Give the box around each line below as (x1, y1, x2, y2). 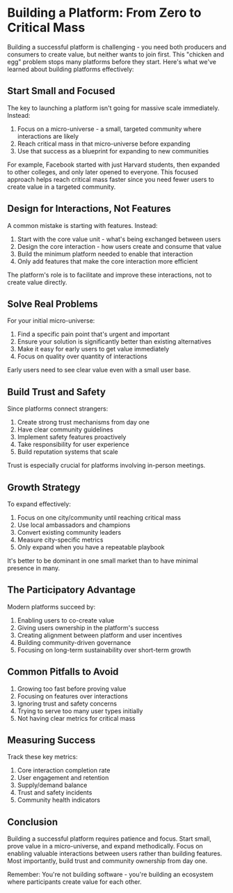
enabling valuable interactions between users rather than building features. (7, 849, 223, 858)
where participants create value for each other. (7, 878, 142, 886)
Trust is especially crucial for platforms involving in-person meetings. (7, 461, 206, 470)
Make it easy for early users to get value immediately (17, 345, 170, 353)
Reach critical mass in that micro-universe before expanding (17, 139, 191, 148)
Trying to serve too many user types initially (17, 706, 143, 715)
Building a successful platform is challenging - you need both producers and (7, 43, 227, 51)
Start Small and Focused (7, 85, 115, 97)
